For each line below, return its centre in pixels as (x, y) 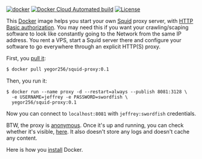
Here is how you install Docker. (45, 149)
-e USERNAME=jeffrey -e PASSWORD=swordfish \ (70, 97)
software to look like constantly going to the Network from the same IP (94, 34)
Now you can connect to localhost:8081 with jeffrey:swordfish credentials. (101, 113)
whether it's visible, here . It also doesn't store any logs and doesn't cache (98, 131)
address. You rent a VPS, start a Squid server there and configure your (94, 40)
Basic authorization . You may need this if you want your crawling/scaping (97, 27)
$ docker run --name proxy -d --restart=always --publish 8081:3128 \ (97, 92)
